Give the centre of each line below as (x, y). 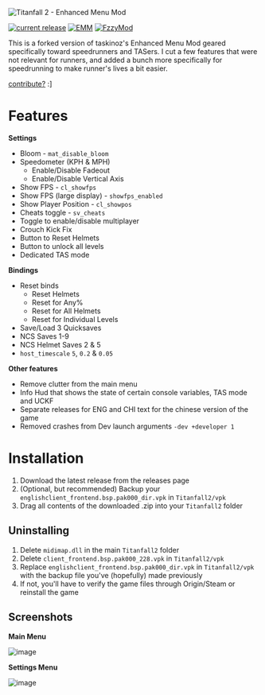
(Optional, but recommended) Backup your (90, 488)
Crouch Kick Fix (46, 229)
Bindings (23, 270)
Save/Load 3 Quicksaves (60, 328)
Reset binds (39, 285)
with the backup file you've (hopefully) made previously (111, 575)
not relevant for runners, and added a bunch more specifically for (115, 60)
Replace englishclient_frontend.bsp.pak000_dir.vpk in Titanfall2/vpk (137, 567)
